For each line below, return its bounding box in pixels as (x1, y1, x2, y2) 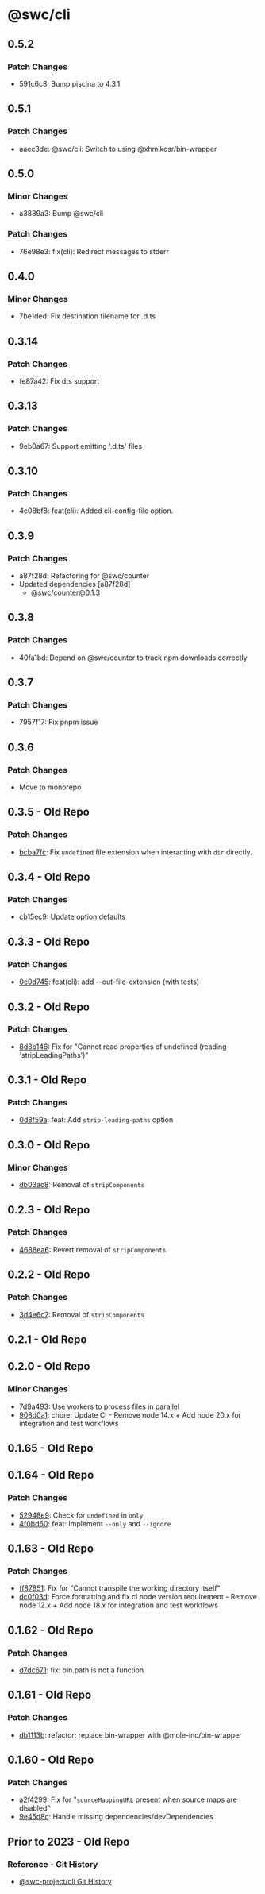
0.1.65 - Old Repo (7, 1441, 94, 1455)
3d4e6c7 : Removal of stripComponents (18, 1310, 144, 1319)
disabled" (18, 1803, 51, 1813)
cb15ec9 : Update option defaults (18, 912, 126, 922)
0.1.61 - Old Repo (7, 1688, 92, 1702)
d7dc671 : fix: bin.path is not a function (18, 1665, 144, 1675)
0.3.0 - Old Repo (7, 1138, 90, 1151)
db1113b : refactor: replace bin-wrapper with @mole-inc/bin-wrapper (18, 1730, 243, 1740)
